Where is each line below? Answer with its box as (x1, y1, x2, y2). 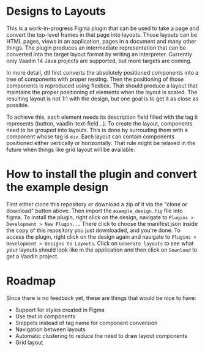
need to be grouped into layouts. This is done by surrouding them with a (6, 126, 188, 133)
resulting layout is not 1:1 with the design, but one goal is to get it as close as (6, 95, 199, 102)
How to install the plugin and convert (6, 167, 197, 181)
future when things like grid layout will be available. (6, 146, 136, 153)
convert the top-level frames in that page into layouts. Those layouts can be (6, 31, 198, 38)
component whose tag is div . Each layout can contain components (6, 133, 175, 140)
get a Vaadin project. (6, 252, 59, 260)
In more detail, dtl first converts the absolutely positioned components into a (6, 69, 199, 76)
